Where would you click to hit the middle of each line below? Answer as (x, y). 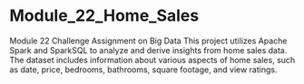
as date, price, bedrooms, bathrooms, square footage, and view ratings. (143, 70)
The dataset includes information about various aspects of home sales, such (152, 60)
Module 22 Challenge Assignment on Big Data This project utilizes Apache (148, 41)
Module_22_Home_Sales (104, 16)
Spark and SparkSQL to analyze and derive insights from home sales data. (148, 50)
